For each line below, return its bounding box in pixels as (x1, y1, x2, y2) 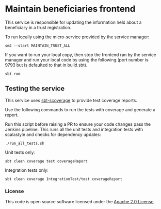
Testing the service (5, 85, 64, 93)
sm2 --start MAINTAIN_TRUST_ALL (5, 43, 70, 48)
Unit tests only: (5, 149, 35, 155)
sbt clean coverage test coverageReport (5, 159, 88, 164)
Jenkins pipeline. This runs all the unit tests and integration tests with (5, 126, 143, 132)
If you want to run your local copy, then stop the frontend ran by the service (5, 52, 157, 58)
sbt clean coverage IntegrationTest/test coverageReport (5, 177, 123, 181)
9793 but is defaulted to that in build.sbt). (5, 62, 88, 68)
